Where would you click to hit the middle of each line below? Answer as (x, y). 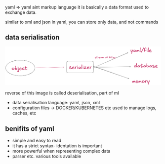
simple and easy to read (37, 141)
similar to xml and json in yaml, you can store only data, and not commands (82, 22)
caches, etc (24, 113)
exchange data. (21, 12)
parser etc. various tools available (47, 156)
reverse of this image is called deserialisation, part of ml (62, 93)
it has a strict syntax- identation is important (57, 146)
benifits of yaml (30, 129)
